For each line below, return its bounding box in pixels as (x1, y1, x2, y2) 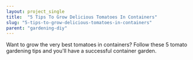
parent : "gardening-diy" (6, 25, 67, 31)
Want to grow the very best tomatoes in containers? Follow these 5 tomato (6, 41, 188, 48)
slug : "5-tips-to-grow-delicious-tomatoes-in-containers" (6, 19, 152, 25)
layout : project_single (6, 8, 65, 15)
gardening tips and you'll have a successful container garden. (6, 48, 157, 55)
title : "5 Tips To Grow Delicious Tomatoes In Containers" (6, 14, 158, 20)
